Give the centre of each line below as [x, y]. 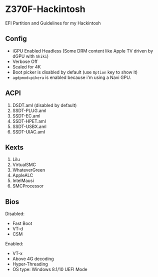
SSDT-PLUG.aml [29, 110]
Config [16, 39]
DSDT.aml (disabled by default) [44, 105]
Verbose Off [25, 61]
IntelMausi [23, 180]
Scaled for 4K [26, 66]
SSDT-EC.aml [26, 115]
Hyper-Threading [30, 264]
